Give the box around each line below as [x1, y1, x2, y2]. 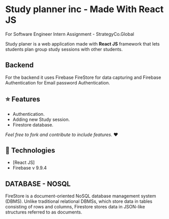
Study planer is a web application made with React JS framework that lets [5, 40, 160, 47]
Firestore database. [12, 121, 54, 127]
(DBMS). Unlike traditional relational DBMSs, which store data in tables [5, 198, 153, 204]
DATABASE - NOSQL [5, 180, 71, 188]
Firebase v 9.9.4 [12, 165, 47, 171]
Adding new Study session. [12, 116, 70, 122]
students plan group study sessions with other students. [5, 46, 123, 52]
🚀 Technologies [5, 146, 55, 155]
